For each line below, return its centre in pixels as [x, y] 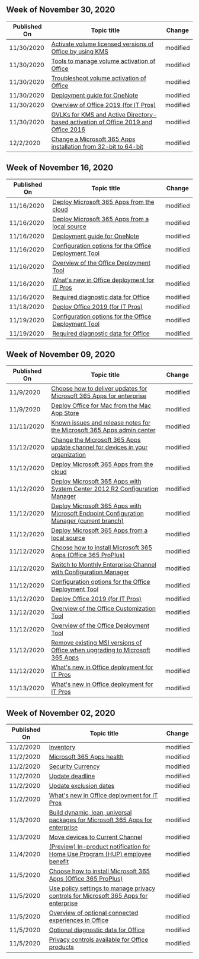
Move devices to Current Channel [96, 837]
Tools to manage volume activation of [103, 61]
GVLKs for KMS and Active [89, 114]
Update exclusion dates [82, 786]
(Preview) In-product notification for [100, 847]
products [61, 947]
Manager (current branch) [88, 521]
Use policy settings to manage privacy [102, 888]
